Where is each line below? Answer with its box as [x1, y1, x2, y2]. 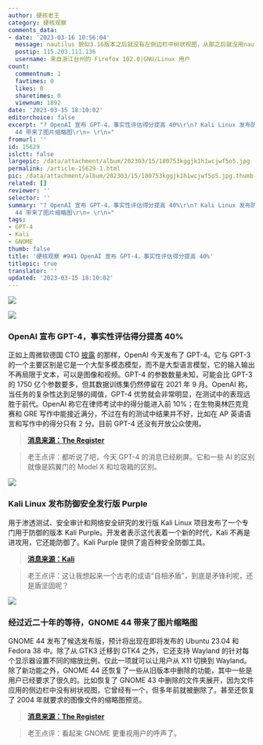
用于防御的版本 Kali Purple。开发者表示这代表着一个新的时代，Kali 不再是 [14, 528, 250, 537]
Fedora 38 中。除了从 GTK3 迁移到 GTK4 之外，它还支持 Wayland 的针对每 [8, 646, 250, 656]
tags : [8, 216, 26, 224]
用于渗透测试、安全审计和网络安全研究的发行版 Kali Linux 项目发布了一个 [8, 517, 243, 527]
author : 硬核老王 [8, 11, 60, 20]
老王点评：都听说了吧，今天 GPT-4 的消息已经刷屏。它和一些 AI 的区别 [27, 452, 255, 462]
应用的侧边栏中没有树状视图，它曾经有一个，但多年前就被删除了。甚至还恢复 [8, 685, 255, 695]
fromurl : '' [8, 135, 47, 144]
